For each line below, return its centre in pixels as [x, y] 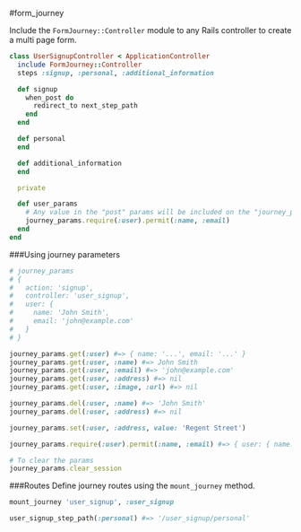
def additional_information [70, 163]
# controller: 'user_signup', [69, 296]
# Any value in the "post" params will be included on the [138, 213]
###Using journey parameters [65, 254]
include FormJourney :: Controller [80, 65]
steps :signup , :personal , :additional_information [116, 73]
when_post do [50, 98]
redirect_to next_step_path [86, 106]
